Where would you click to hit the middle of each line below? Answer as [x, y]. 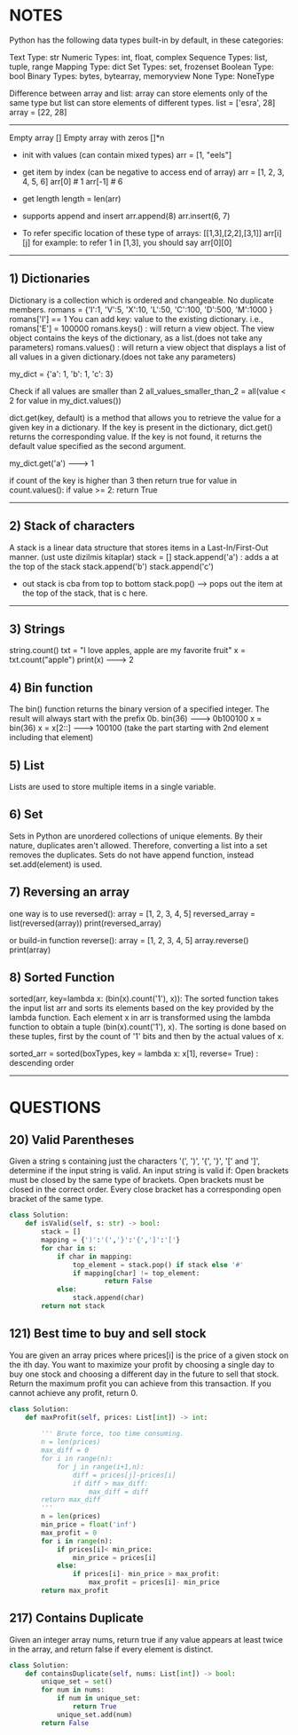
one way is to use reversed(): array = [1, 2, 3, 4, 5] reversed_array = [132, 913]
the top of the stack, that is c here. [85, 593]
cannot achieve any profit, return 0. [74, 1392]
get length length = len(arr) [71, 198]
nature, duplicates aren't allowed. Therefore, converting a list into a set [138, 845]
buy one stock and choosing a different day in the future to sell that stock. [144, 1374]
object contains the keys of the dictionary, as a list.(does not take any [136, 337]
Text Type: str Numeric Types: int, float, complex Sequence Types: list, [138, 57]
